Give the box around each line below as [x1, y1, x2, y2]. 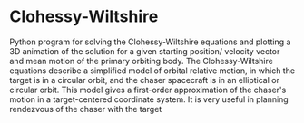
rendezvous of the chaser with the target [9, 103, 162, 114]
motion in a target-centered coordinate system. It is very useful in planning [9, 93, 289, 105]
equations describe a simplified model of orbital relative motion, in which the [9, 65, 296, 76]
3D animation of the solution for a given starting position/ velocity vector [9, 45, 280, 56]
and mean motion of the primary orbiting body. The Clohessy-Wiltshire [9, 55, 274, 66]
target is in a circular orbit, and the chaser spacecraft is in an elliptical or [9, 74, 279, 85]
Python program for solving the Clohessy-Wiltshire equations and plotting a [9, 36, 291, 47]
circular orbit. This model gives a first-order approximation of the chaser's [9, 84, 287, 95]
